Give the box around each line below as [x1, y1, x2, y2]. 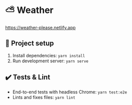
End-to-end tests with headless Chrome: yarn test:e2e [12, 89, 127, 95]
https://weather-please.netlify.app [5, 24, 76, 31]
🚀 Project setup [5, 39, 54, 48]
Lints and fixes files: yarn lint [12, 94, 76, 100]
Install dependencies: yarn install [12, 52, 85, 58]
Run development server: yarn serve [12, 58, 89, 64]
